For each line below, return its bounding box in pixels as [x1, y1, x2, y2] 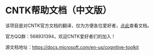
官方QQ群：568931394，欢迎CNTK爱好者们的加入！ [5, 33, 116, 39]
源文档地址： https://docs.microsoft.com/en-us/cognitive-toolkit [5, 44, 139, 50]
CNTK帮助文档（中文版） [5, 5, 112, 16]
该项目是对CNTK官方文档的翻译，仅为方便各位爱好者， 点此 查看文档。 [5, 22, 152, 29]
